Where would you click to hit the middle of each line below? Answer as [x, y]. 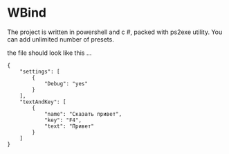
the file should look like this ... [49, 53]
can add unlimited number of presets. [61, 39]
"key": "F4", [63, 120]
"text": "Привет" [69, 126]
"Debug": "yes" [66, 84]
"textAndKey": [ [43, 102]
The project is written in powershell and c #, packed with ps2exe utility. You [115, 32]
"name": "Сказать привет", [83, 114]
